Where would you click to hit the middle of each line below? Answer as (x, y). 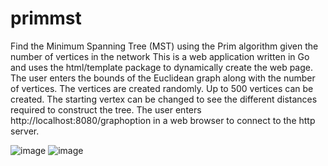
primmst (46, 18)
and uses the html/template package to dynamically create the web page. (161, 67)
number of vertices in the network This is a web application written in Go (160, 56)
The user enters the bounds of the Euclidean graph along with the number (163, 78)
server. (25, 131)
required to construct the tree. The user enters (106, 109)
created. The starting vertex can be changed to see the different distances (164, 99)
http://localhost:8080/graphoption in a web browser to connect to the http (163, 120)
